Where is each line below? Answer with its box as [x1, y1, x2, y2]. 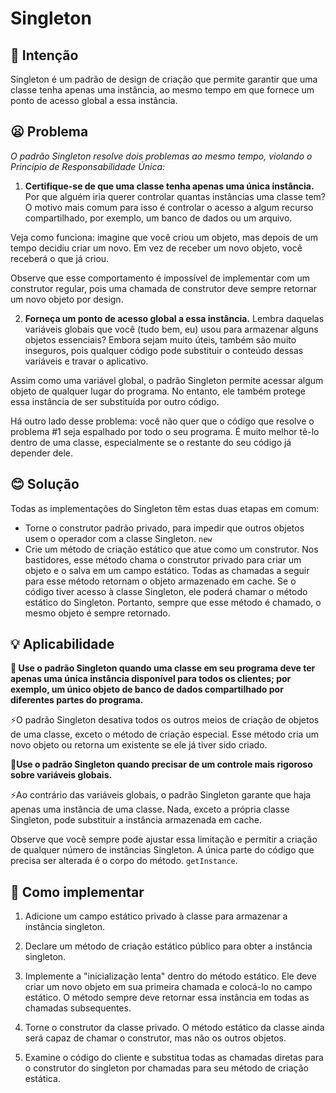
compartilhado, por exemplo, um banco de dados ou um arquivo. [24, 212, 293, 224]
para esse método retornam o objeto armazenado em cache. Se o [24, 575, 297, 587]
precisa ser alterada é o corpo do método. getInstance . [10, 855, 238, 867]
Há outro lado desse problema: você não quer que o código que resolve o [10, 415, 315, 427]
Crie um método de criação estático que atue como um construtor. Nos [24, 543, 319, 555]
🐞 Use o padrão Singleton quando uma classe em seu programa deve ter [10, 662, 316, 674]
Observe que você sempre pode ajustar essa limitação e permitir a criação [10, 833, 318, 846]
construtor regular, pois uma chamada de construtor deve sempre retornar [10, 282, 318, 294]
